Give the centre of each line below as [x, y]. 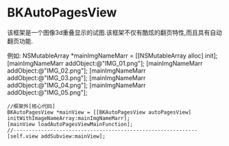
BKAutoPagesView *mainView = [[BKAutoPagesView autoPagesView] [99, 112]
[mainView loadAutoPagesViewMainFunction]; [70, 124]
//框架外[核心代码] [31, 106]
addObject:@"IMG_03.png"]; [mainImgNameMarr [76, 77]
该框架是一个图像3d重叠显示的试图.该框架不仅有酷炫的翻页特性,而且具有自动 [115, 32]
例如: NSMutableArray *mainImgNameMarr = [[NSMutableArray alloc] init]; [112, 56]
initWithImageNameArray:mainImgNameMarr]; [69, 118]
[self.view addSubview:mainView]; [57, 136]
